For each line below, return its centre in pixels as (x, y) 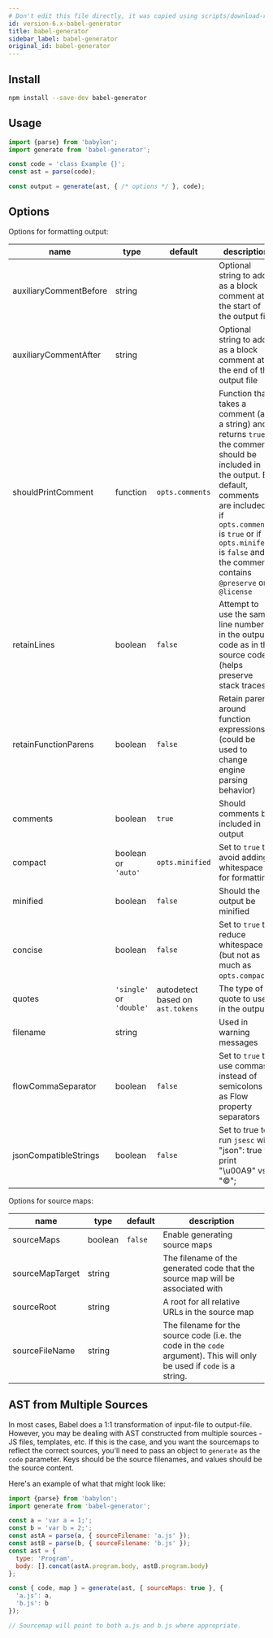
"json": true (240, 1150)
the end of (238, 369)
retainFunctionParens (54, 744)
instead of (238, 1076)
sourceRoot (35, 1307)
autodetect (177, 989)
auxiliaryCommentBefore (60, 290)
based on (174, 999)
